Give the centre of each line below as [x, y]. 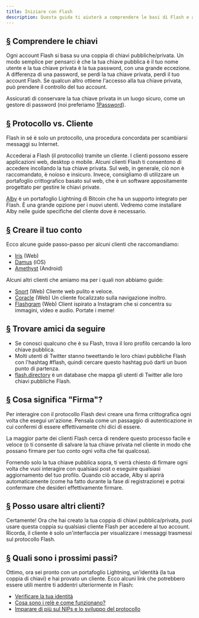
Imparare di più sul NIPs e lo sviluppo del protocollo [78, 609]
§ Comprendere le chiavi [52, 41]
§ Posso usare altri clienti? [56, 506]
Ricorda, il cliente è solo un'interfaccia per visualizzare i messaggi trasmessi [99, 533]
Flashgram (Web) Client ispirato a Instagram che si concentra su [93, 304]
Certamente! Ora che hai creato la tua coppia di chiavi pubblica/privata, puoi [99, 521]
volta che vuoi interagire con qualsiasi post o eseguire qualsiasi [84, 468]
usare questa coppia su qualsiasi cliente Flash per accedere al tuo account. [98, 527]
